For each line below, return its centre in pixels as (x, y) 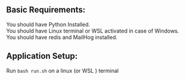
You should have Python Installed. (48, 24)
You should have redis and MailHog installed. (62, 37)
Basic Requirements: (46, 10)
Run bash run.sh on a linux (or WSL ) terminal (62, 70)
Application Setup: (42, 56)
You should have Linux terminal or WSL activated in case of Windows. (93, 31)
